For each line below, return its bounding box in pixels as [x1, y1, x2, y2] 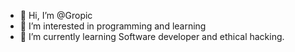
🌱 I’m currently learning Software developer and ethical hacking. [19, 31, 285, 42]
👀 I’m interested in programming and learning [19, 20, 207, 32]
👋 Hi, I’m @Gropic [19, 10, 93, 21]
